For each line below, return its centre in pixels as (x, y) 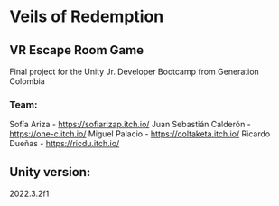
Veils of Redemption (87, 17)
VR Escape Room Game (77, 50)
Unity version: (50, 172)
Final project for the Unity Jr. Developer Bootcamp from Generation (134, 71)
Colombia (27, 81)
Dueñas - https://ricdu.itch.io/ (65, 144)
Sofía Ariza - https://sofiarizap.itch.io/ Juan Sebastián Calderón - (130, 125)
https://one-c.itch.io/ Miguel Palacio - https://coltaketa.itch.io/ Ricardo (140, 134)
